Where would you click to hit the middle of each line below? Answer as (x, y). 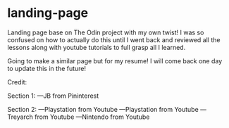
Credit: (17, 82)
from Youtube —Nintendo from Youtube (92, 117)
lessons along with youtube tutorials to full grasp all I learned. (97, 47)
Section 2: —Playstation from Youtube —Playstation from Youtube (103, 109)
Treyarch (20, 117)
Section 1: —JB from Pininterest (53, 96)
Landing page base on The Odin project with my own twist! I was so (106, 32)
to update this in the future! (47, 68)
